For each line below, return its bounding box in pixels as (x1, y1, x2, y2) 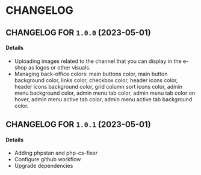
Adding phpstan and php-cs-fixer (14, 149, 97, 156)
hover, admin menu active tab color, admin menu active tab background (14, 95, 193, 102)
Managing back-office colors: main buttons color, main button (14, 70, 168, 77)
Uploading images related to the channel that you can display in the (14, 58, 182, 65)
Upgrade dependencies (14, 162, 73, 170)
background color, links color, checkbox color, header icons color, (14, 76, 178, 84)
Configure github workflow (14, 156, 81, 163)
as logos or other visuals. (28, 64, 91, 71)
